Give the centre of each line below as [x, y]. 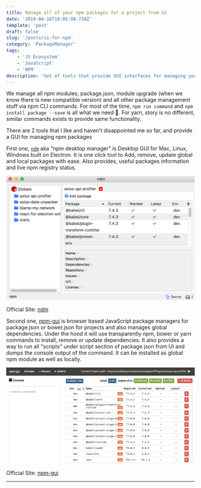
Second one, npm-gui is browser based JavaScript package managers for [98, 321]
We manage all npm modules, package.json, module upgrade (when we [95, 93]
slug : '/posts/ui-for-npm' [40, 38]
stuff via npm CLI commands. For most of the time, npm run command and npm [100, 106]
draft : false [22, 32]
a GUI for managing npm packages [49, 137]
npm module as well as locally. [44, 359]
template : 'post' [28, 25]
